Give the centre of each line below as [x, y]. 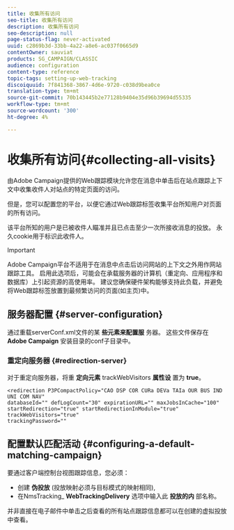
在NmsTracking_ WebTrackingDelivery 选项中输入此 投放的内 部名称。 [119, 496]
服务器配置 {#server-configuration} [85, 314]
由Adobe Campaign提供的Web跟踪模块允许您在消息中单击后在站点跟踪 [109, 180]
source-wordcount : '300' [43, 111]
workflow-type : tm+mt [39, 104]
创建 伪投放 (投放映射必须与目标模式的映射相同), [86, 488]
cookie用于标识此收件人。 [50, 236]
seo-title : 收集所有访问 [40, 20]
